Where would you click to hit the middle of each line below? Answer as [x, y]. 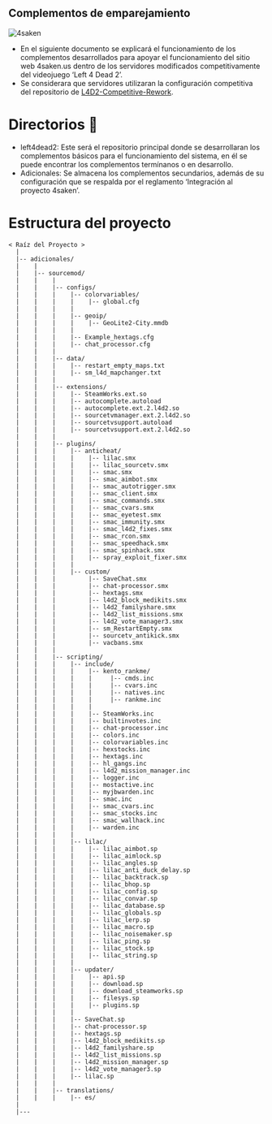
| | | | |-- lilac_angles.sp [87, 863]
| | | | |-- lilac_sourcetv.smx [92, 465]
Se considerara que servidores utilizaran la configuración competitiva [136, 83]
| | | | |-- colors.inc [78, 735]
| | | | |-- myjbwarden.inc [85, 792]
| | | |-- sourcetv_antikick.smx [98, 635]
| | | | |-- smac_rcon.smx [83, 536]
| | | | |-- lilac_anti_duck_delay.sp [103, 870]
